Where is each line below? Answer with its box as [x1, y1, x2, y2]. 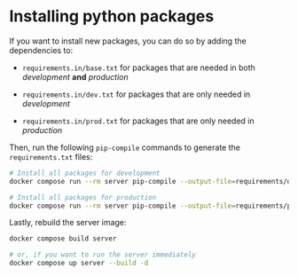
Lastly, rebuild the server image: [9, 217, 127, 228]
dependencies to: [9, 44, 74, 55]
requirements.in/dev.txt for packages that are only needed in [21, 89, 251, 99]
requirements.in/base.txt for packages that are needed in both [21, 62, 255, 73]
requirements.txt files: [9, 151, 93, 162]
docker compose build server [9, 234, 117, 243]
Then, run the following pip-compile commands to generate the [9, 142, 241, 153]
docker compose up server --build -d [9, 259, 149, 268]
